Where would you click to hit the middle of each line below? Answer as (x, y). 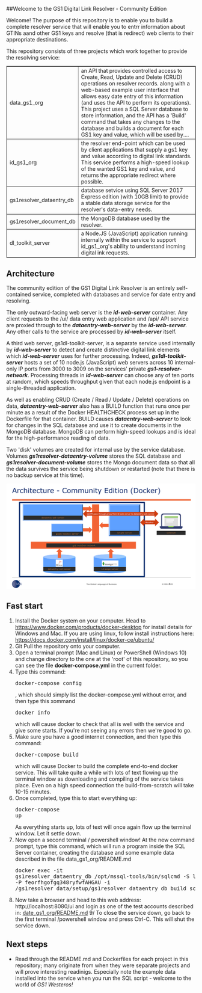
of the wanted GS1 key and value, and (128, 169)
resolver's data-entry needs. (117, 209)
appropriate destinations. (37, 39)
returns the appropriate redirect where (128, 175)
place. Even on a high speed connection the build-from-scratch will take (104, 785)
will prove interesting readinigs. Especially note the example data (95, 971)
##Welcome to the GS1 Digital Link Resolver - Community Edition (87, 9)
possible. (92, 182)
